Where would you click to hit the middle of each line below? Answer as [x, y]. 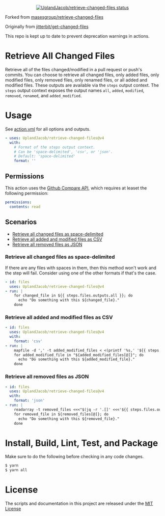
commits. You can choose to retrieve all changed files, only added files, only [82, 75]
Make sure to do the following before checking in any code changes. [74, 457]
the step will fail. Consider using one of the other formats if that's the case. [81, 273]
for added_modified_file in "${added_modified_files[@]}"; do [79, 355]
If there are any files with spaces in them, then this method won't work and [81, 268]
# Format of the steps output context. [55, 147]
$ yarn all [16, 470]
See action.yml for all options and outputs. [48, 129]
